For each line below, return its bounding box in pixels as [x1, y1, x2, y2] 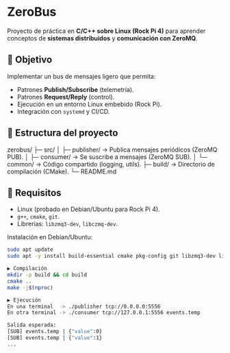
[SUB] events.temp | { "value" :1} [7, 334, 103, 341]
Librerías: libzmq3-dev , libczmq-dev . [16, 220, 118, 228]
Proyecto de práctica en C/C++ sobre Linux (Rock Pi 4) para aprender [7, 27, 206, 35]
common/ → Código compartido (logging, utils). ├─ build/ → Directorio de [7, 160, 215, 168]
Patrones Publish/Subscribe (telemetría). [16, 85, 135, 93]
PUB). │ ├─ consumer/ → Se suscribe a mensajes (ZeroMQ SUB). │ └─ [7, 152, 207, 161]
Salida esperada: [7, 321, 57, 329]
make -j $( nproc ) [7, 284, 53, 291]
